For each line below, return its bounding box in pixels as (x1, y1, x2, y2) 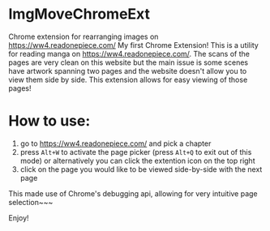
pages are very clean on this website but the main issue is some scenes (8, 58, 249, 67)
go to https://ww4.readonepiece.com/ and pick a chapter (19, 139, 212, 148)
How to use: (8, 112, 91, 130)
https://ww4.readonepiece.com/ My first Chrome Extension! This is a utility (8, 40, 259, 49)
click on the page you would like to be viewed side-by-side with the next (19, 164, 263, 174)
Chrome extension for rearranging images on (8, 32, 159, 41)
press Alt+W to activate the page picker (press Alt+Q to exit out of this (19, 147, 252, 156)
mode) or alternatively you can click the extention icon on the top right (19, 156, 255, 165)
